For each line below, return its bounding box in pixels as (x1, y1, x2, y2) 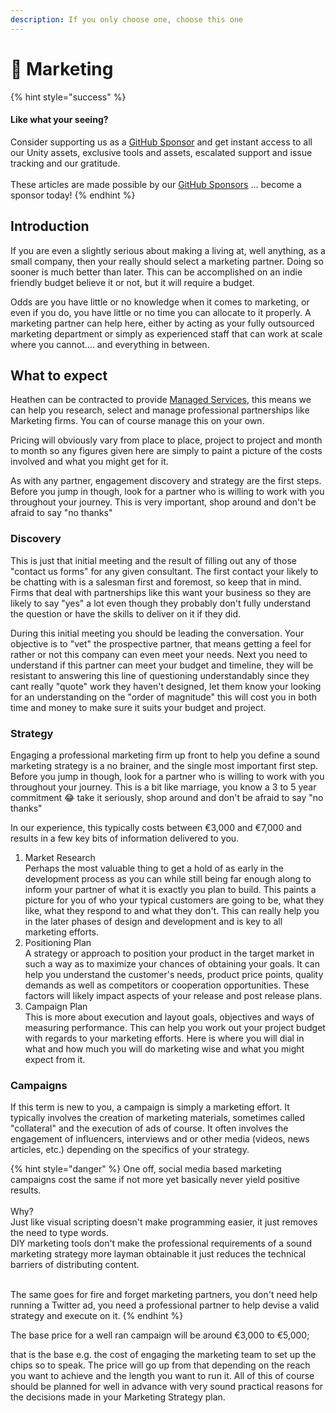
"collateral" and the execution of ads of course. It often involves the (10, 1122, 289, 1135)
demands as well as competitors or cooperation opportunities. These (24, 979, 310, 991)
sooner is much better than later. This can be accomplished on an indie (10, 266, 303, 278)
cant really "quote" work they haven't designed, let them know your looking (10, 680, 322, 692)
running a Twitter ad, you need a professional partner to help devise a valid (10, 1299, 320, 1311)
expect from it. (24, 1053, 86, 1065)
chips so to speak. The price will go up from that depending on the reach (10, 1359, 311, 1371)
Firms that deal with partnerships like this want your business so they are (10, 586, 312, 598)
